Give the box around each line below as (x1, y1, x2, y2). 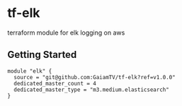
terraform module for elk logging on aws (7, 28, 125, 37)
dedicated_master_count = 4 (13, 80, 97, 87)
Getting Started (7, 49, 77, 61)
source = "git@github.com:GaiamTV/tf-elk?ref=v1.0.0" (13, 73, 176, 81)
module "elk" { (7, 67, 52, 75)
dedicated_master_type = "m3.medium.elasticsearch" (13, 86, 170, 93)
